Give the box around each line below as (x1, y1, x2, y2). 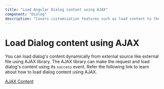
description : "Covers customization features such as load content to (5, 16, 152, 21)
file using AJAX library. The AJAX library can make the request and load (5, 59, 150, 65)
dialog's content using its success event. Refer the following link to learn (5, 64, 149, 70)
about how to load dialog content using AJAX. (5, 69, 98, 75)
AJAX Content (5, 79, 34, 85)
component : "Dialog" (5, 12, 47, 17)
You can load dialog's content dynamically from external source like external (5, 53, 159, 59)
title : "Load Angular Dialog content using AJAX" (5, 7, 108, 12)
